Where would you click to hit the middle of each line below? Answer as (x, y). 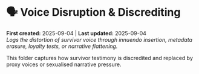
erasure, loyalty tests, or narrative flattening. (62, 46)
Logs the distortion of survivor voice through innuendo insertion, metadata (99, 39)
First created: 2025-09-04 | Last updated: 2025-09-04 (77, 33)
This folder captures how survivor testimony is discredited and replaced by (100, 58)
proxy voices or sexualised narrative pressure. (64, 64)
